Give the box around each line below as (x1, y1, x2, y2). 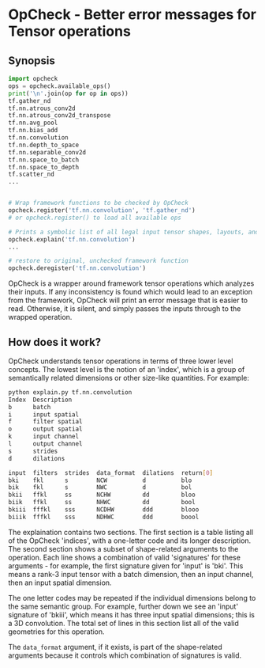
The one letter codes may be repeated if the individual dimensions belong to (8, 593, 256, 602)
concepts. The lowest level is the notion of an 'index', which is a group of (8, 364, 245, 374)
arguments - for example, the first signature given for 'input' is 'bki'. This (8, 560, 244, 571)
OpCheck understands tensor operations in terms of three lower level (8, 356, 233, 366)
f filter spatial (8, 418, 83, 426)
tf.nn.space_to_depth (8, 163, 80, 171)
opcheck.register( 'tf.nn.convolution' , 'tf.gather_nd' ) (8, 207, 196, 214)
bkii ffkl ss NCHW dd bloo (8, 491, 196, 499)
